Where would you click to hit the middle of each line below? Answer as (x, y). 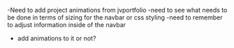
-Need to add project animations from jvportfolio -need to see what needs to (117, 10)
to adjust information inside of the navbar (67, 25)
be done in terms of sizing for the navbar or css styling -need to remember (115, 17)
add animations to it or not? (57, 38)
